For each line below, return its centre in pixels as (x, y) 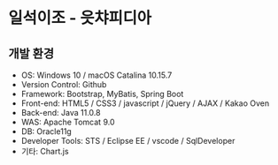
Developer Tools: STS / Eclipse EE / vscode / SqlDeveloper (128, 141)
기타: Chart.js (45, 151)
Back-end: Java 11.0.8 (61, 112)
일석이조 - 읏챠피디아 (80, 18)
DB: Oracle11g (46, 131)
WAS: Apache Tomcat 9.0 (68, 122)
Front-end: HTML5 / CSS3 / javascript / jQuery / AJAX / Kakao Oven (145, 103)
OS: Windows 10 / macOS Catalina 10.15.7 (97, 75)
